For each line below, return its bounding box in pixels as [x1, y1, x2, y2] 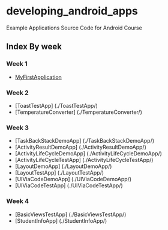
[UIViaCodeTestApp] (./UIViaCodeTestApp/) [14, 182, 123, 189]
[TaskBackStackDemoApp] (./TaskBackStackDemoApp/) [14, 137, 155, 145]
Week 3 [6, 123, 29, 132]
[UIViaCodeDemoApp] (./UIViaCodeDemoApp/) [14, 176, 132, 183]
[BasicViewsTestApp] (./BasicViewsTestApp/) [14, 211, 127, 218]
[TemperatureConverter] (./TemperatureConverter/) [14, 108, 143, 116]
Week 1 [6, 60, 28, 68]
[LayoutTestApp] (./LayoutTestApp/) [14, 169, 104, 176]
